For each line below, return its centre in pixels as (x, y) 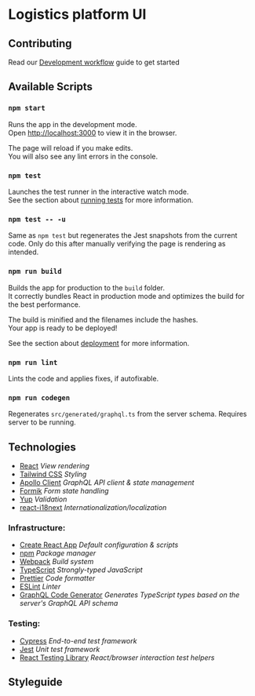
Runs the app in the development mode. (73, 124)
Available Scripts (50, 87)
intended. (24, 252)
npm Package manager (58, 553)
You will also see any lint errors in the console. (83, 156)
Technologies (42, 447)
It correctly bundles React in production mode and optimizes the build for (126, 296)
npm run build (35, 271)
